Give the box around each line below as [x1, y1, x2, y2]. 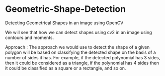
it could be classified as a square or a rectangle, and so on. [5, 65, 126, 71]
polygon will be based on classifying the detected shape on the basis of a [5, 49, 156, 55]
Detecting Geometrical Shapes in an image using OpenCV [5, 20, 124, 26]
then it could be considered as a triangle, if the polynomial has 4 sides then [5, 60, 159, 66]
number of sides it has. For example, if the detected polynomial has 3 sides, [5, 54, 161, 60]
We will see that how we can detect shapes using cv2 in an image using [5, 29, 153, 35]
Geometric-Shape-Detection [5, 3, 126, 15]
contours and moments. [5, 35, 54, 40]
